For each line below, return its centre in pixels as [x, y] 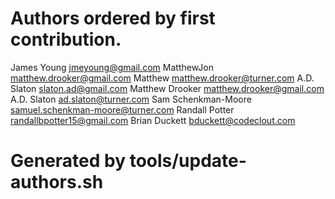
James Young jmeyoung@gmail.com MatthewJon [112, 67]
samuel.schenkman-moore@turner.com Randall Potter [122, 109]
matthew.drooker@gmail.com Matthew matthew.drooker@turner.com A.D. [162, 78]
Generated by [68, 161]
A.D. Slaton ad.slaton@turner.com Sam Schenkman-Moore [131, 99]
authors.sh [57, 182]
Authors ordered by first [113, 18]
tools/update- [188, 161]
